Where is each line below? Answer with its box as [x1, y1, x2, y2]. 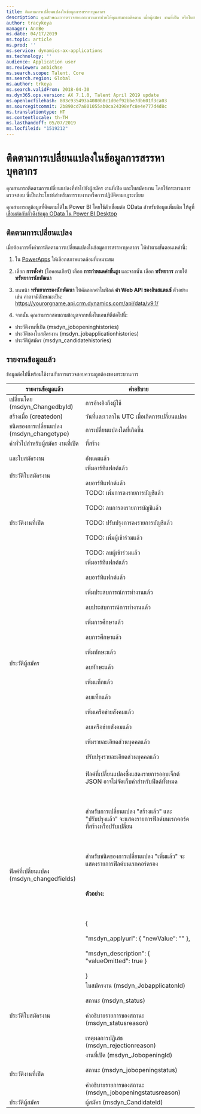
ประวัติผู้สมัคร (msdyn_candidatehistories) [14, 336, 112, 344]
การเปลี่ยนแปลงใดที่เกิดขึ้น [85, 425, 144, 434]
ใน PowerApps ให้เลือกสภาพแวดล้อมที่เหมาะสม [14, 255, 114, 263]
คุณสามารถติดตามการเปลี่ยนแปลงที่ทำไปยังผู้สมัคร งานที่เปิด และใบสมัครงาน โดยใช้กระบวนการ [6, 184, 191, 191]
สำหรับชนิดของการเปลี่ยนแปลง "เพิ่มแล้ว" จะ [85, 852, 185, 860]
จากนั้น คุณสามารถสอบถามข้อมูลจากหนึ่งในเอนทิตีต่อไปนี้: [14, 311, 128, 318]
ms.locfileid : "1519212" [6, 126, 68, 132]
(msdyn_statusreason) [85, 1018, 148, 1027]
